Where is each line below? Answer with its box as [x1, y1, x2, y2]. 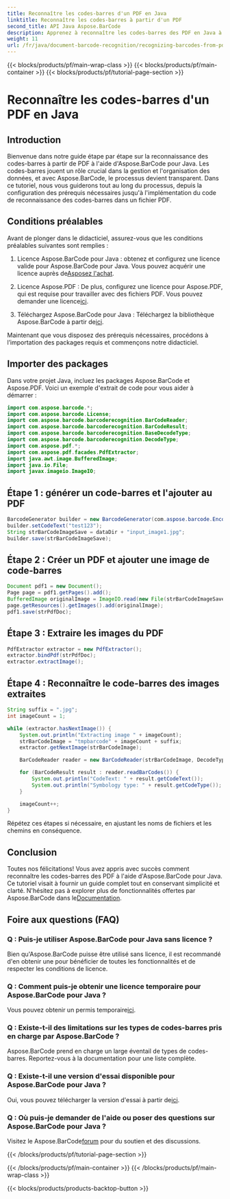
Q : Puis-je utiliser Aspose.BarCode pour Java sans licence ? [7, 934, 213, 944]
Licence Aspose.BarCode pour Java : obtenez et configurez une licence [16, 255, 220, 263]
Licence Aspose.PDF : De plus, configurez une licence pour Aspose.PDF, [16, 282, 223, 290]
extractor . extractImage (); [7, 658, 84, 666]
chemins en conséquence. [7, 826, 82, 835]
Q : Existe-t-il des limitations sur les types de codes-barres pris [7, 1023, 222, 1033]
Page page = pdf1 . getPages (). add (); [7, 590, 112, 596]
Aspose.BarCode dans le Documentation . [7, 894, 122, 903]
